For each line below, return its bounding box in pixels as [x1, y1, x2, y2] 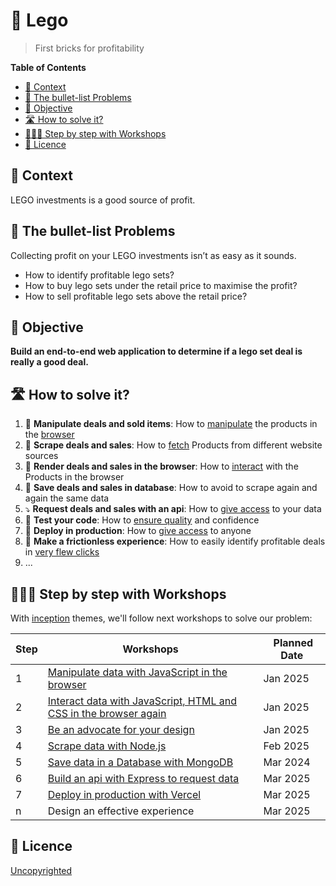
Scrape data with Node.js [47, 739, 167, 753]
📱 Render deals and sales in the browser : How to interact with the [24, 460, 299, 473]
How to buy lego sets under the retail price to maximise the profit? [24, 279, 298, 291]
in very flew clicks [24, 546, 100, 558]
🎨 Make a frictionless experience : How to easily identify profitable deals [24, 535, 326, 548]
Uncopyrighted [10, 864, 73, 876]
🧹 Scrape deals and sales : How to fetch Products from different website [24, 439, 323, 451]
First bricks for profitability [34, 42, 145, 54]
